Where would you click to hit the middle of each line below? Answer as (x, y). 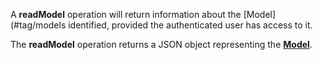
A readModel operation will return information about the (126, 14)
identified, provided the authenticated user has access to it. (190, 25)
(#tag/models (38, 25)
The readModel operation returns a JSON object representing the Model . (161, 44)
